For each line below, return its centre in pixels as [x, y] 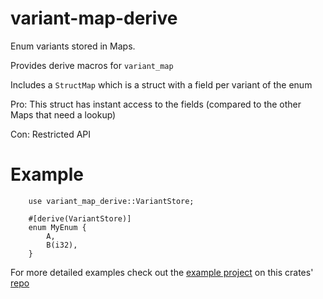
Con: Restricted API [51, 134]
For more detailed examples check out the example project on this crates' [162, 272]
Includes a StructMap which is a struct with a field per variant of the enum [161, 84]
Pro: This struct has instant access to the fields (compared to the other [156, 104]
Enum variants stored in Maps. [73, 46]
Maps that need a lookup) [63, 114]
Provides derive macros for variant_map [92, 65]
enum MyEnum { [57, 227]
